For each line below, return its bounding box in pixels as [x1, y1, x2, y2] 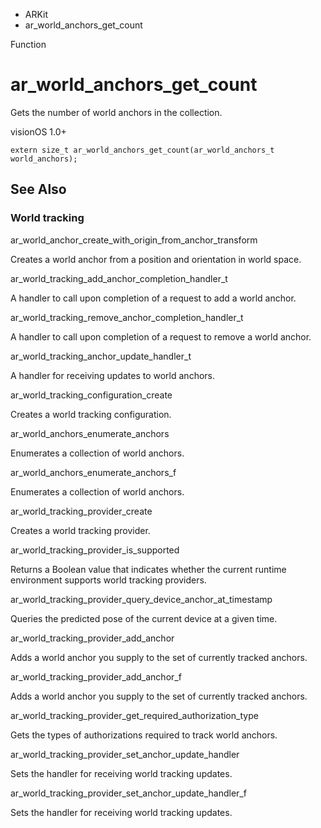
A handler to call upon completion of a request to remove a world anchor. [10, 330, 312, 343]
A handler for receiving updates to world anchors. [10, 369, 215, 381]
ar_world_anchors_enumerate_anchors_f [10, 466, 177, 478]
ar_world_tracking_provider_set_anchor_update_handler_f [10, 787, 247, 799]
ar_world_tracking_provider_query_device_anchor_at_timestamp [10, 593, 273, 605]
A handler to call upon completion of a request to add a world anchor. [10, 292, 297, 304]
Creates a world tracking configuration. [10, 408, 172, 420]
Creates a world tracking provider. [10, 524, 151, 536]
